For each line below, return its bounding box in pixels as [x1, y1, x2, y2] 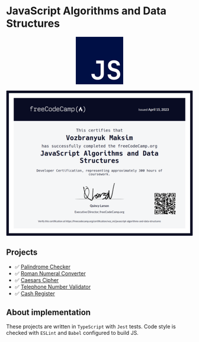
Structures [6, 17, 60, 30]
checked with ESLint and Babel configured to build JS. [6, 330, 139, 337]
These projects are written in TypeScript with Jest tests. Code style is [6, 323, 176, 330]
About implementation [6, 307, 91, 317]
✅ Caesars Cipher [14, 276, 59, 283]
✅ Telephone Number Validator [14, 283, 91, 290]
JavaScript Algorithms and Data [6, 4, 167, 18]
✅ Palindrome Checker [14, 263, 71, 270]
